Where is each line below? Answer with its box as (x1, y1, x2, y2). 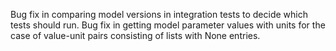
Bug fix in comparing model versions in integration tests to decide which (10, 9, 308, 20)
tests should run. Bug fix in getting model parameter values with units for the (10, 19, 326, 31)
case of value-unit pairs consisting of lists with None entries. (10, 30, 261, 41)
